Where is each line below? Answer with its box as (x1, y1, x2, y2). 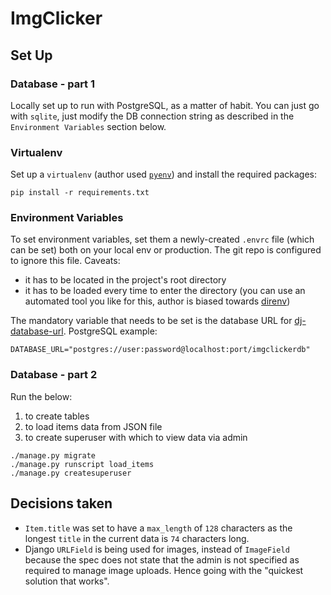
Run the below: (10, 390, 73, 402)
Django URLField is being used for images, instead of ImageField (24, 543, 290, 555)
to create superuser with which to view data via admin (24, 431, 248, 443)
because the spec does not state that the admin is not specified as (24, 553, 300, 566)
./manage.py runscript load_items (10, 459, 155, 469)
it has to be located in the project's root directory (24, 274, 227, 286)
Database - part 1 (10, 77, 96, 91)
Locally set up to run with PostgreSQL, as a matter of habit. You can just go (10, 99, 320, 111)
